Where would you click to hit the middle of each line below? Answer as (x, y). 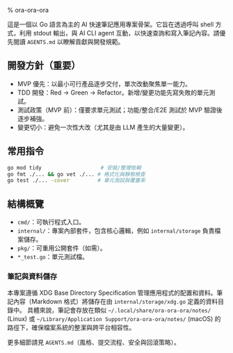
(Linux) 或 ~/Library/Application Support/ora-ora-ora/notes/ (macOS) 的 (114, 319)
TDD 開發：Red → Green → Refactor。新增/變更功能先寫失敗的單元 (113, 92)
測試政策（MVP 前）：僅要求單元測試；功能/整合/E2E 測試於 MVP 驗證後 (120, 110)
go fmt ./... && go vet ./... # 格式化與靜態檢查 (77, 174)
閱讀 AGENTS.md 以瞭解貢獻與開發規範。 (69, 42)
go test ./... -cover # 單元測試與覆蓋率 (77, 181)
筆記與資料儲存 (32, 276)
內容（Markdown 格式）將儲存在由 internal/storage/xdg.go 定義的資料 (115, 302)
